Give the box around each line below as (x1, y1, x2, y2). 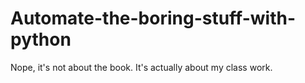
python (10, 28, 72, 51)
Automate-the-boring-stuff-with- (10, 7, 296, 30)
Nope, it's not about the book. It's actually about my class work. (10, 61, 273, 73)
